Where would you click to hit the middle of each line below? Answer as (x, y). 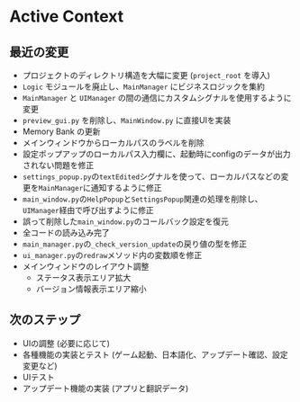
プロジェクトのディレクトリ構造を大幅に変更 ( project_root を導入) (146, 75)
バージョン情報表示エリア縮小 (91, 289)
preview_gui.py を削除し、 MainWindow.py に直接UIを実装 (127, 120)
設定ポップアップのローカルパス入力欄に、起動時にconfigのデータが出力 (156, 154)
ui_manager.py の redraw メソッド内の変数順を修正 (112, 255)
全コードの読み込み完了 (66, 232)
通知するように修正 (126, 188)
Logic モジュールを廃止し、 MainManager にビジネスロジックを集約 (144, 86)
